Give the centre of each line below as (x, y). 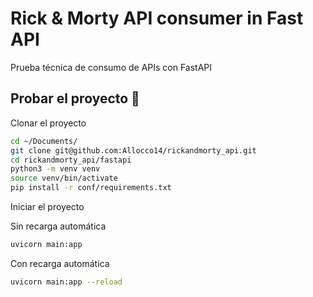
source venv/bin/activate (64, 178)
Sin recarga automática (58, 226)
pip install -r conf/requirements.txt (91, 188)
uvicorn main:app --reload (66, 282)
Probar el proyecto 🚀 (75, 98)
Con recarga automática (60, 263)
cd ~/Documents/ (44, 141)
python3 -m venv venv (55, 169)
